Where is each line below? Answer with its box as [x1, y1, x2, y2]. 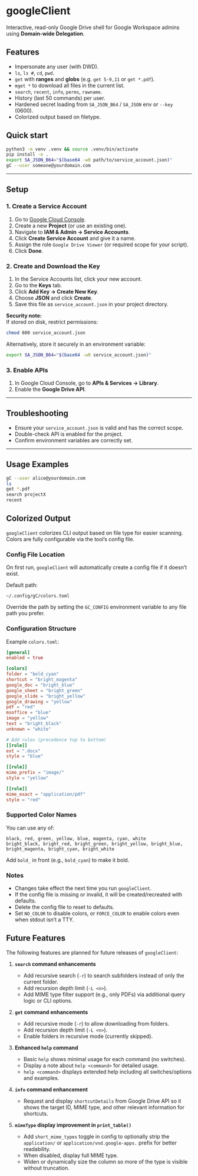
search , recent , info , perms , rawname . [14, 88, 103, 95]
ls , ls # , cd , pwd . [14, 69, 55, 76]
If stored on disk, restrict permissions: [6, 319, 98, 326]
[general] [6, 650, 31, 656]
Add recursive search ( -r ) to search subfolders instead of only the [23, 972, 184, 979]
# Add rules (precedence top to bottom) [6, 737, 107, 743]
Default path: [6, 581, 38, 589]
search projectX [6, 491, 46, 498]
